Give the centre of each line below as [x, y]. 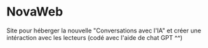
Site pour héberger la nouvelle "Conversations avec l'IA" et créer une [104, 30]
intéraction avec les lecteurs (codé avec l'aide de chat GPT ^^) [95, 37]
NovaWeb [35, 12]
